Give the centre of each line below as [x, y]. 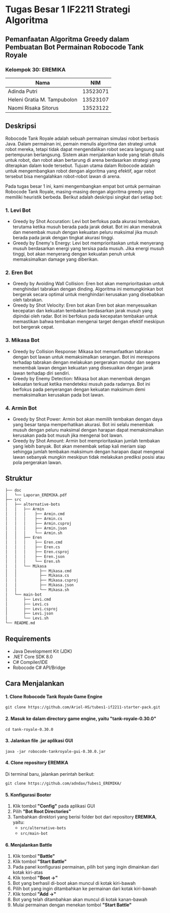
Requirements [28, 639]
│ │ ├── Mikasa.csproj [42, 580]
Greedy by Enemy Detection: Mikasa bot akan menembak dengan [81, 378]
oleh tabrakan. [28, 300]
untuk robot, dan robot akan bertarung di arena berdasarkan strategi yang [83, 160]
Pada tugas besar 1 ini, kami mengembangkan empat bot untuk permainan [83, 186]
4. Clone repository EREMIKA [37, 763]
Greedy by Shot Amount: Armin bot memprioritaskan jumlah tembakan [86, 440]
